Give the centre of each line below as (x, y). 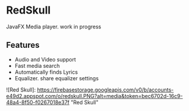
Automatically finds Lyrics (46, 72)
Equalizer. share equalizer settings (57, 78)
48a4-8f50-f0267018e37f (38, 102)
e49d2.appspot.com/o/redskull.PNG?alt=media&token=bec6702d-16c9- (94, 96)
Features (23, 45)
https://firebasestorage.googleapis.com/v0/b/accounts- (105, 90)
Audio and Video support (45, 59)
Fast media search (37, 66)
